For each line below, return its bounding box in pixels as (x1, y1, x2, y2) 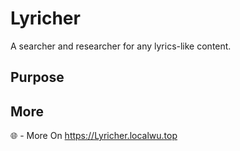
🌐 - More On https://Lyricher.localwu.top (10, 130, 178, 142)
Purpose (10, 69, 65, 86)
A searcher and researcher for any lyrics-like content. (10, 40, 232, 52)
